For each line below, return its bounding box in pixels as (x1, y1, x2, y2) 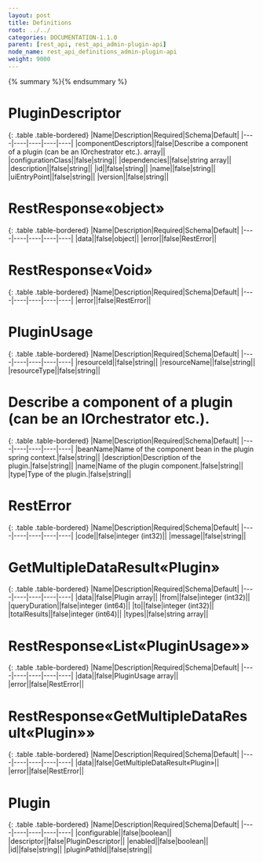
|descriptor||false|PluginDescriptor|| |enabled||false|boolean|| (8, 837, 209, 846)
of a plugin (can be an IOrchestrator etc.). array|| (8, 147, 166, 156)
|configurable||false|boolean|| (75, 828, 172, 838)
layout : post (8, 11, 51, 20)
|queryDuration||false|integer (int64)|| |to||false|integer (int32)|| (8, 601, 214, 611)
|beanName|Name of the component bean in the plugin (75, 444, 254, 454)
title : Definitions (8, 19, 72, 27)
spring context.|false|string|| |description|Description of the (8, 452, 202, 462)
